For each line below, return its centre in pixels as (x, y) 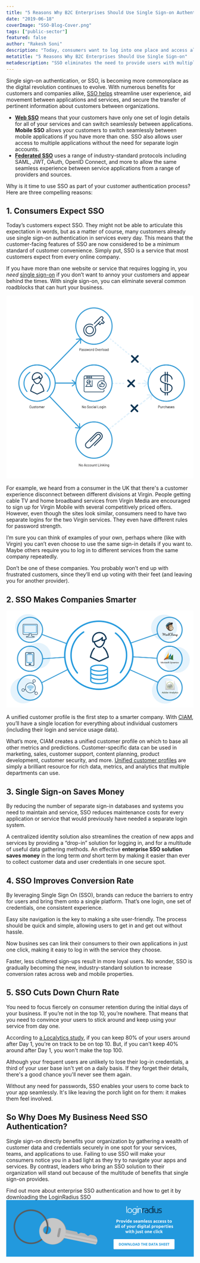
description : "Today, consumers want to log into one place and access (97, 51)
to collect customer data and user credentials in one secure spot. (86, 862)
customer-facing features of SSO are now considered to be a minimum (93, 244)
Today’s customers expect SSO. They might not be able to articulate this (95, 225)
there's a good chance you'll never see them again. (69, 1074)
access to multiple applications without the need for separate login (96, 142)
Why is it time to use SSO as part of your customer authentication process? (98, 186)
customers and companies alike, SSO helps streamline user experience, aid (99, 93)
